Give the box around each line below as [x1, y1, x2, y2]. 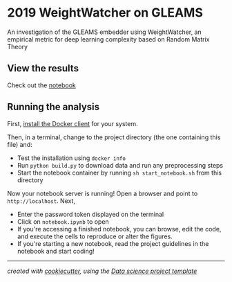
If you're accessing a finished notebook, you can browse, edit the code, [17, 224, 222, 233]
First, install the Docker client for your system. [7, 119, 138, 127]
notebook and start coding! [17, 247, 95, 255]
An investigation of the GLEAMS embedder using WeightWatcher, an [7, 28, 202, 36]
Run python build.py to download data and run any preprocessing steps [17, 161, 224, 169]
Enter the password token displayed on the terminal [17, 210, 164, 218]
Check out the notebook [7, 81, 76, 89]
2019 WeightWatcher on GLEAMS [7, 5, 204, 21]
